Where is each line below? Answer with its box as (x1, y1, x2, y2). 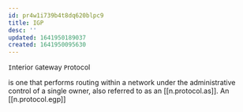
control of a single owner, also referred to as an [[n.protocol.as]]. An (8, 86, 230, 95)
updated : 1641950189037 (8, 33, 87, 42)
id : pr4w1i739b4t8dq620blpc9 (8, 11, 104, 20)
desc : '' (8, 26, 37, 34)
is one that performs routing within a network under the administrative (8, 78, 236, 88)
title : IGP (8, 19, 44, 27)
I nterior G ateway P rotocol (8, 62, 91, 72)
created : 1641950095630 (8, 41, 87, 49)
